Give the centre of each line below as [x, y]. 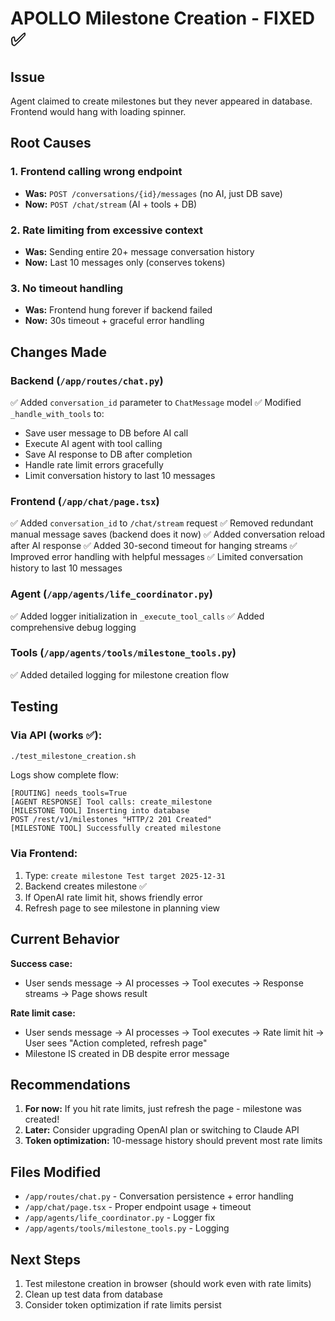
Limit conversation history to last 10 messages [120, 475]
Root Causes [51, 143]
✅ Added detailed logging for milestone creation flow [120, 674]
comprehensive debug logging [73, 627]
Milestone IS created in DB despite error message [127, 1053]
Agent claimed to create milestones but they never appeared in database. [161, 101]
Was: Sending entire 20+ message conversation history [139, 251]
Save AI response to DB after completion [108, 454]
